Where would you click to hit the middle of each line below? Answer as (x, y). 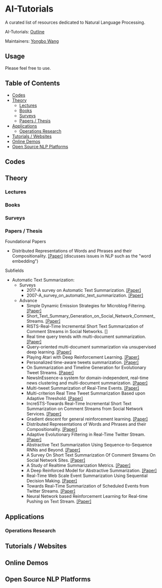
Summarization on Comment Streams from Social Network (85, 409)
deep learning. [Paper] (49, 352)
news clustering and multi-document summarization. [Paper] (87, 383)
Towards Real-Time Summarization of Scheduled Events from (88, 486)
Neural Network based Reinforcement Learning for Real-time (87, 496)
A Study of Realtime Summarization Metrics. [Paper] (78, 465)
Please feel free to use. (28, 68)
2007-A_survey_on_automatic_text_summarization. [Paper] (85, 295)
